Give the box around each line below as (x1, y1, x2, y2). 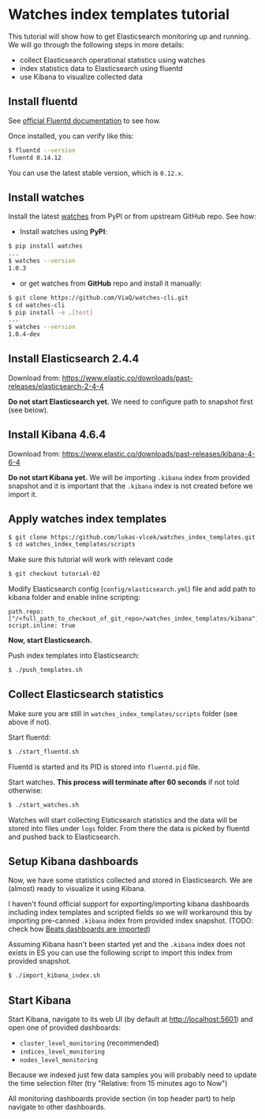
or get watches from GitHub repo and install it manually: (19, 278, 203, 288)
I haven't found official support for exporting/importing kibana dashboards (8, 899, 250, 908)
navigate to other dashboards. (8, 1102, 106, 1112)
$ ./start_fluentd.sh (8, 748, 80, 755)
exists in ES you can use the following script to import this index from (8, 948, 233, 957)
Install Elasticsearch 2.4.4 (8, 352, 140, 366)
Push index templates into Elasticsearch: (8, 651, 140, 660)
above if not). (8, 717, 52, 726)
